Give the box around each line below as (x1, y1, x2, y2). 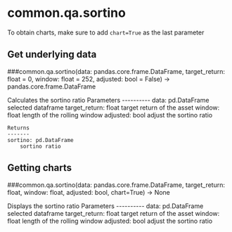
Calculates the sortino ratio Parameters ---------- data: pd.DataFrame (7, 96, 210, 104)
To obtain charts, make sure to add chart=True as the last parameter (7, 28, 205, 37)
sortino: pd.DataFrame (7, 136, 74, 143)
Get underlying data (7, 49, 97, 60)
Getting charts (7, 162, 72, 174)
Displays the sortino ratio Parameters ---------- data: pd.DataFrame (7, 202, 204, 210)
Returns (7, 124, 30, 131)
